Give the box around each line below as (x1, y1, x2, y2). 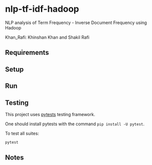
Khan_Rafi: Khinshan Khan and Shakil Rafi (5, 34, 90, 40)
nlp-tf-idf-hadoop (5, 3, 79, 15)
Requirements (5, 48, 49, 57)
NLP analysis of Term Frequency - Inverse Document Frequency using (5, 20, 147, 25)
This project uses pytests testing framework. (5, 111, 96, 117)
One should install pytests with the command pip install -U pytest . (5, 121, 145, 127)
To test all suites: (5, 130, 39, 136)
